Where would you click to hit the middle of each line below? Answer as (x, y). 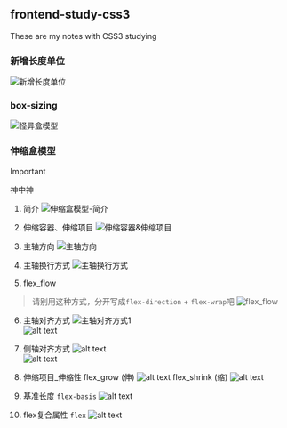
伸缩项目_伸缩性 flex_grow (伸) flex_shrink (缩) (125, 376)
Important (28, 171)
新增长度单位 (38, 61)
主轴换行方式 (46, 265)
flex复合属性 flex (55, 415)
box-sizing (34, 106)
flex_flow (40, 283)
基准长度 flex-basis (60, 396)
